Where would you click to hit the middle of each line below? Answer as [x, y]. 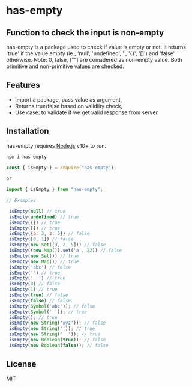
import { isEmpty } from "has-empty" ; [55, 190]
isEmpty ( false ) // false [40, 300]
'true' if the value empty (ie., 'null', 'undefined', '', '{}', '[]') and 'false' [91, 53]
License [21, 364]
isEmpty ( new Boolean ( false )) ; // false [59, 345]
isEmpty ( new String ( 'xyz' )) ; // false [57, 323]
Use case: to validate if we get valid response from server [86, 112]
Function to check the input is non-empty [85, 33]
